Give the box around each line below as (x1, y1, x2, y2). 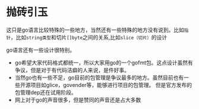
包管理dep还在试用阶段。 (14, 89, 77, 96)
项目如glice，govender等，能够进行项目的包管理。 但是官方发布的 (30, 81, 192, 88)
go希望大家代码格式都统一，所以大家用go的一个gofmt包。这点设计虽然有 (14, 59, 193, 66)
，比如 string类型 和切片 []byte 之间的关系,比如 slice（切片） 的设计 (10, 33, 168, 41)
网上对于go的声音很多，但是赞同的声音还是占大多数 (14, 96, 141, 103)
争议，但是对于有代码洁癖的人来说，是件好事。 (14, 66, 129, 73)
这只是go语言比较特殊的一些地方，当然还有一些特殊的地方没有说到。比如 (6, 26, 184, 33)
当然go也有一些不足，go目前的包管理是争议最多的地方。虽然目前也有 (14, 74, 184, 81)
